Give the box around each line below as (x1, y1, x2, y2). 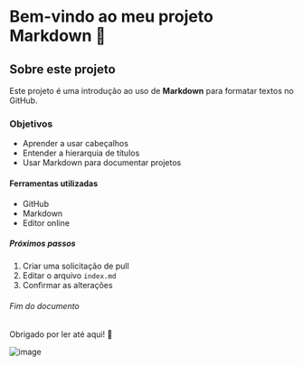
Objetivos (9, 117, 53, 130)
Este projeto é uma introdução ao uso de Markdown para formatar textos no (9, 86, 294, 96)
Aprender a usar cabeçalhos (22, 138, 129, 149)
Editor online (22, 217, 71, 228)
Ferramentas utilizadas (9, 178, 99, 189)
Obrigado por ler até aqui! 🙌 (9, 328, 113, 340)
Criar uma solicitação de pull (22, 260, 129, 272)
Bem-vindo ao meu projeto (9, 6, 214, 27)
